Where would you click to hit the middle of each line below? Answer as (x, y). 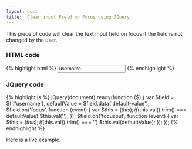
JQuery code (25, 84)
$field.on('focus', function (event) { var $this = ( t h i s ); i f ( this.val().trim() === (96, 110)
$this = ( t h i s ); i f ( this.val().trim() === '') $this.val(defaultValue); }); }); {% (92, 122)
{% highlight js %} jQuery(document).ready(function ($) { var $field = (90, 97)
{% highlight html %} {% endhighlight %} (90, 68)
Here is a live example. (33, 140)
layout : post (22, 11)
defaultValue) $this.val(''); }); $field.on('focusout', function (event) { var (92, 116)
